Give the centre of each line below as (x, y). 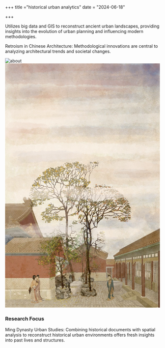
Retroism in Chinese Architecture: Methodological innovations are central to (82, 46)
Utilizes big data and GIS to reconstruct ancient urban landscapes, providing (82, 26)
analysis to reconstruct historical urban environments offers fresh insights (80, 335)
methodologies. (21, 37)
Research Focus (25, 319)
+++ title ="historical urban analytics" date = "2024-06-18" (65, 7)
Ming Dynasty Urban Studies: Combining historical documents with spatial (80, 329)
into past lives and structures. (35, 340)
